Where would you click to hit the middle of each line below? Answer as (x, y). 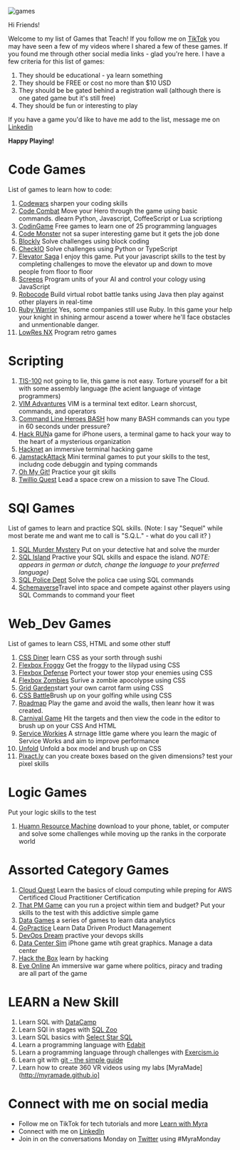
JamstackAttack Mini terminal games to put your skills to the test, (114, 456)
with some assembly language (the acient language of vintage (110, 388)
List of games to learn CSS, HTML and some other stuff (89, 643)
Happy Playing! (31, 141)
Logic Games (48, 792)
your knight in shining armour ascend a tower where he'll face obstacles (124, 317)
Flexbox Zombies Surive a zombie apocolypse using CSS (102, 680)
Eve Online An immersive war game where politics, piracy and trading (120, 965)
